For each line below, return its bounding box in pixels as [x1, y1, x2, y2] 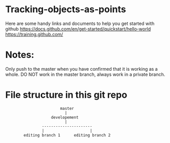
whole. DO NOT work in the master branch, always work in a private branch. [5, 71, 165, 77]
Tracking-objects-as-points [5, 4, 126, 15]
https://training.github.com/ [5, 31, 63, 37]
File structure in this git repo [5, 89, 128, 101]
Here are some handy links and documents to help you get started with [5, 20, 155, 26]
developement [51, 115, 79, 120]
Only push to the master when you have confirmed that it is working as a [5, 66, 158, 72]
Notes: [5, 49, 35, 61]
